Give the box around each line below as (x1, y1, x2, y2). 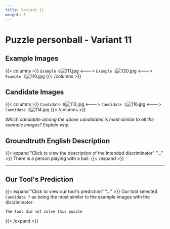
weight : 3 (5, 12, 26, 17)
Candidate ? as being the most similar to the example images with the (5, 193, 150, 200)
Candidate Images (5, 87, 64, 96)
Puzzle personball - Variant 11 (5, 34, 132, 46)
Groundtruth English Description (5, 137, 110, 145)
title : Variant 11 (5, 7, 44, 13)
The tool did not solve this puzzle (5, 209, 82, 214)
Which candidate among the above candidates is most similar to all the (5, 116, 154, 122)
